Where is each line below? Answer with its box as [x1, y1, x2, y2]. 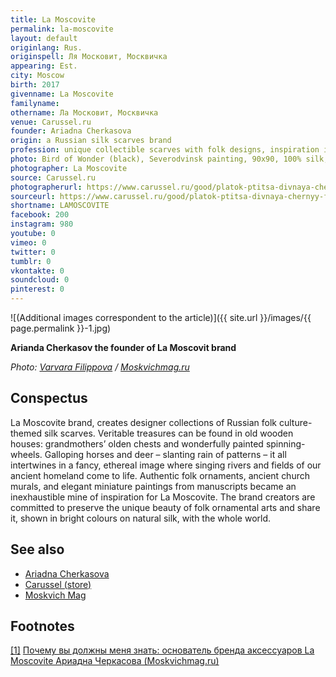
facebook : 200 [10, 210, 70, 220]
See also [10, 541, 65, 558]
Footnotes [10, 618, 75, 635]
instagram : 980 [10, 219, 74, 230]
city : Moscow [10, 71, 65, 81]
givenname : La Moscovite [10, 89, 114, 99]
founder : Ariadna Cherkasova [10, 126, 132, 136]
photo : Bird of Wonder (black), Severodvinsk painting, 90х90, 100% [10, 154, 302, 164]
